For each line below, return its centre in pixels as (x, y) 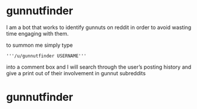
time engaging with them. (37, 33)
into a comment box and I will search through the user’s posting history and (99, 67)
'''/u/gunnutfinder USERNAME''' (46, 56)
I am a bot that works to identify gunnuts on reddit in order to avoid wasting (99, 27)
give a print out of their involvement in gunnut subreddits (76, 73)
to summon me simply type (40, 45)
